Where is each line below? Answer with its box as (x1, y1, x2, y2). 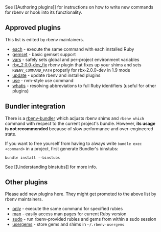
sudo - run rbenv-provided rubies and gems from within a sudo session (12, 216, 157, 222)
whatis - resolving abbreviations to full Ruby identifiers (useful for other (12, 83, 157, 88)
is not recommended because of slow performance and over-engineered (5, 125, 153, 132)
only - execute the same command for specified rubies (12, 206, 123, 212)
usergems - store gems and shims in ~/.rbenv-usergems (12, 221, 125, 228)
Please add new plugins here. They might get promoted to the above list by (5, 191, 157, 197)
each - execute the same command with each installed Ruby (12, 46, 135, 52)
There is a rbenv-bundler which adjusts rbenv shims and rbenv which (5, 115, 144, 121)
